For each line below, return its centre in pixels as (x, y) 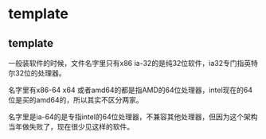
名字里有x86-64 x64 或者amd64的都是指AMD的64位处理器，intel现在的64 (131, 90)
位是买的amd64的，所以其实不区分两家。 (76, 100)
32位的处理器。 (40, 73)
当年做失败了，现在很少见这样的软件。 (71, 127)
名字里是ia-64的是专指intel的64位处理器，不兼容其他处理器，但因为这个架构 (133, 117)
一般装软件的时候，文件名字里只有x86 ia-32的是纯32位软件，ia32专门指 (126, 63)
